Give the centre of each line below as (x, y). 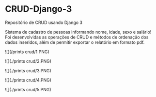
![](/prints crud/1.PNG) (27, 52)
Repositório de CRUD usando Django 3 (44, 22)
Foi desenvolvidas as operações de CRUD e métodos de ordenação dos (77, 37)
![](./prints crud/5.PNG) (28, 89)
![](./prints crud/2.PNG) (28, 61)
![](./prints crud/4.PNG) (28, 80)
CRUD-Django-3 (39, 9)
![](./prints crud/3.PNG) (28, 70)
